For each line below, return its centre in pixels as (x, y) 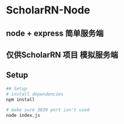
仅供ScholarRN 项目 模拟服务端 (62, 55)
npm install (20, 99)
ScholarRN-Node (48, 10)
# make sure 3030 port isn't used (48, 110)
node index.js (23, 116)
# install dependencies (35, 94)
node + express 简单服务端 (55, 33)
